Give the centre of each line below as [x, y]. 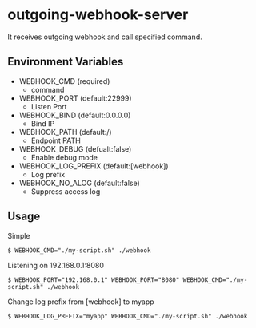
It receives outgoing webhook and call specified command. [105, 37]
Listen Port [49, 106]
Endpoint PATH [56, 140]
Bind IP [43, 123]
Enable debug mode [64, 157]
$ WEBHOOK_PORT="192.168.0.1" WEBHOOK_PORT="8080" [94, 280]
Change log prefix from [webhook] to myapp [81, 302]
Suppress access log [66, 191]
